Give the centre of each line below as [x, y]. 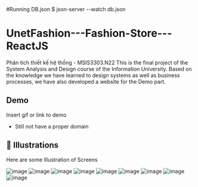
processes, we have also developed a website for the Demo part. [86, 81]
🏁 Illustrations [33, 145]
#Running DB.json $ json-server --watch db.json [66, 9]
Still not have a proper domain [52, 126]
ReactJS [27, 46]
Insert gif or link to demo [36, 115]
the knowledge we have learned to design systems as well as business [93, 75]
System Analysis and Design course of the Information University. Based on [99, 69]
